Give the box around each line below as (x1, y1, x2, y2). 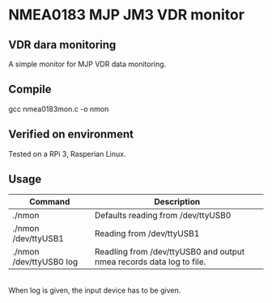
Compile (8, 82, 52, 96)
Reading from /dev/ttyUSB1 (94, 228, 200, 239)
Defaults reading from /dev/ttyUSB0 (94, 210, 232, 221)
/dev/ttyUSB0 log (12, 256, 79, 267)
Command (29, 196, 70, 208)
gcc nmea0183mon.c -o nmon (8, 103, 109, 114)
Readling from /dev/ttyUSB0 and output (94, 246, 245, 258)
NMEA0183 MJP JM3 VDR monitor (8, 6, 245, 24)
